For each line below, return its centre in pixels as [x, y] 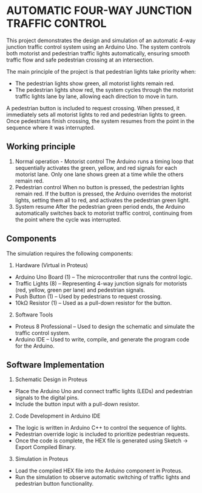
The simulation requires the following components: [70, 253]
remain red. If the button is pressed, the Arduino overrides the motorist [103, 194]
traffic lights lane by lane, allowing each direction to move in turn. [97, 96]
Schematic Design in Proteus [51, 379]
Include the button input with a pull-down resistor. [77, 404]
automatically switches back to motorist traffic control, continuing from [104, 213]
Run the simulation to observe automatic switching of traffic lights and [103, 477]
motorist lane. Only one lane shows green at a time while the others [99, 174]
